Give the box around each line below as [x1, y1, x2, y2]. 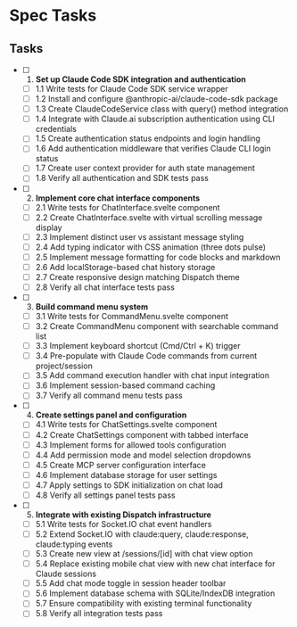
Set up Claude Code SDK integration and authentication [35, 74, 247, 85]
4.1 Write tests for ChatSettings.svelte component [35, 419, 218, 430]
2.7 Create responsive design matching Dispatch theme [35, 271, 240, 282]
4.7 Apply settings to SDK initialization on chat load [35, 479, 223, 491]
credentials [35, 124, 78, 135]
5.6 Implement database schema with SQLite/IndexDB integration [35, 588, 276, 598]
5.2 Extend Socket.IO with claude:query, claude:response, [35, 529, 250, 540]
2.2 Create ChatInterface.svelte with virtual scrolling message [35, 211, 263, 223]
